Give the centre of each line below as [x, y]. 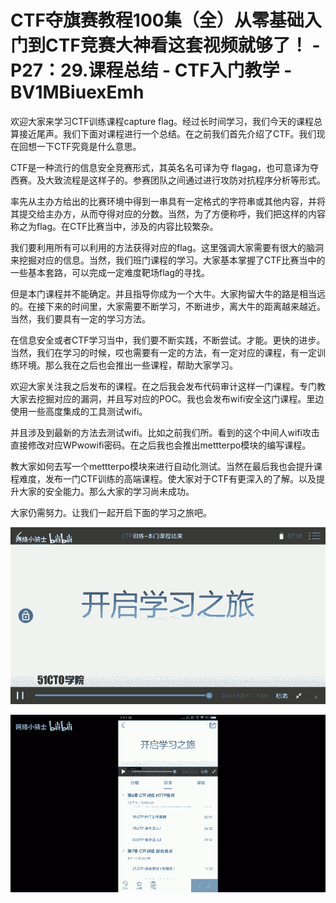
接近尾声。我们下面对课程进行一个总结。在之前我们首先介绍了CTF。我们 [167, 133]
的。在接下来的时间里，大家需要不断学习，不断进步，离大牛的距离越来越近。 [168, 306]
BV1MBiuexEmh [77, 92]
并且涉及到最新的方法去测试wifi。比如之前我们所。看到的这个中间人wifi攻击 [165, 432]
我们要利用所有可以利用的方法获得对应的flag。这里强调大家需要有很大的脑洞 [167, 247]
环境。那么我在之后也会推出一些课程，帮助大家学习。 [128, 365]
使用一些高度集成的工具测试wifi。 [79, 411]
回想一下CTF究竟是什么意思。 [80, 146]
